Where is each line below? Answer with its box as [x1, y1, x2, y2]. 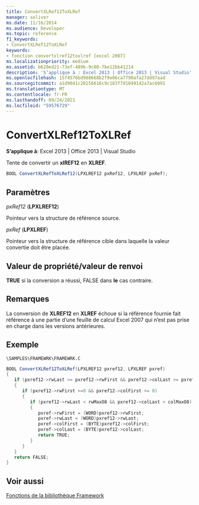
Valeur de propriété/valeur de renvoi [6, 261, 143, 271]
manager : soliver [6, 14, 49, 20]
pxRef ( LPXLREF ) [6, 226, 49, 233]
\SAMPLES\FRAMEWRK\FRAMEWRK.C [6, 355, 81, 361]
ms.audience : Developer [6, 25, 65, 31]
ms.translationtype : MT [6, 86, 65, 92]
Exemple [6, 340, 39, 350]
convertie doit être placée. [6, 244, 70, 251]
